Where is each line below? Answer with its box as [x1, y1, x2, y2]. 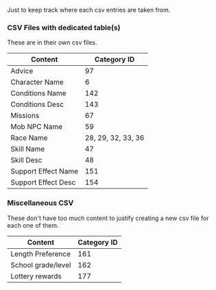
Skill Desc [10, 156, 43, 165]
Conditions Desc [10, 99, 64, 109]
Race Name [10, 133, 48, 143]
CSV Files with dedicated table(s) [7, 23, 121, 32]
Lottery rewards [10, 271, 62, 280]
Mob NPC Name [10, 122, 63, 132]
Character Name [10, 77, 64, 87]
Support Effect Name [10, 167, 79, 176]
